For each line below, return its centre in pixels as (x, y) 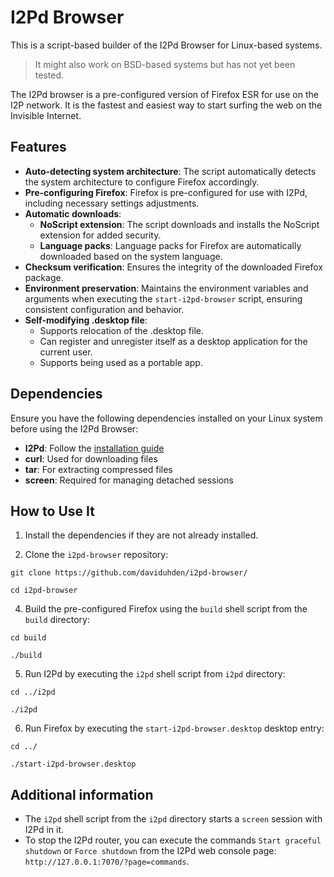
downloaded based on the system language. (131, 256)
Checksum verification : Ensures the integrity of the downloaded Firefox (173, 267)
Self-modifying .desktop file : (86, 320)
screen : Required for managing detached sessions (129, 480)
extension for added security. (100, 235)
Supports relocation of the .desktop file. (122, 330)
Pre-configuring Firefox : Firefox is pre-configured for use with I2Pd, (166, 192)
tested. (49, 75)
